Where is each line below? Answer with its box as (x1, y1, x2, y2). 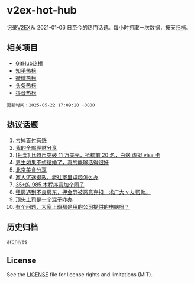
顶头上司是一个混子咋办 (15, 196, 73, 203)
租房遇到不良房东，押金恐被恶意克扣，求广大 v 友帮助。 (15, 188, 151, 195)
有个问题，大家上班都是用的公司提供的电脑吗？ (15, 203, 130, 210)
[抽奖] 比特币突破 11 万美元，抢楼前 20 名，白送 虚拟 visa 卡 (15, 151, 160, 159)
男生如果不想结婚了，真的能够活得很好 (15, 159, 109, 166)
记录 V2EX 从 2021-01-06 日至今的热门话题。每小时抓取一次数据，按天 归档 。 (7, 24, 192, 31)
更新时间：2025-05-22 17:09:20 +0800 (7, 102, 95, 108)
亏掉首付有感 (15, 137, 47, 144)
